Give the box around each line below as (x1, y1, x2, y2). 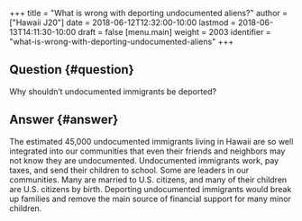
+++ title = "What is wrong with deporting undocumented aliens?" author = (9, 8, 288, 18)
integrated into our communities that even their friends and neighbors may (9, 146, 286, 156)
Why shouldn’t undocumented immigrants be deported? (9, 85, 217, 97)
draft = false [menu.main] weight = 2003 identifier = (78, 27, 272, 37)
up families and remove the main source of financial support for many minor (9, 193, 291, 204)
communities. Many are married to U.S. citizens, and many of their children (9, 174, 288, 185)
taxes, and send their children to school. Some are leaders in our (9, 164, 250, 175)
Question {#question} (9, 62, 135, 77)
